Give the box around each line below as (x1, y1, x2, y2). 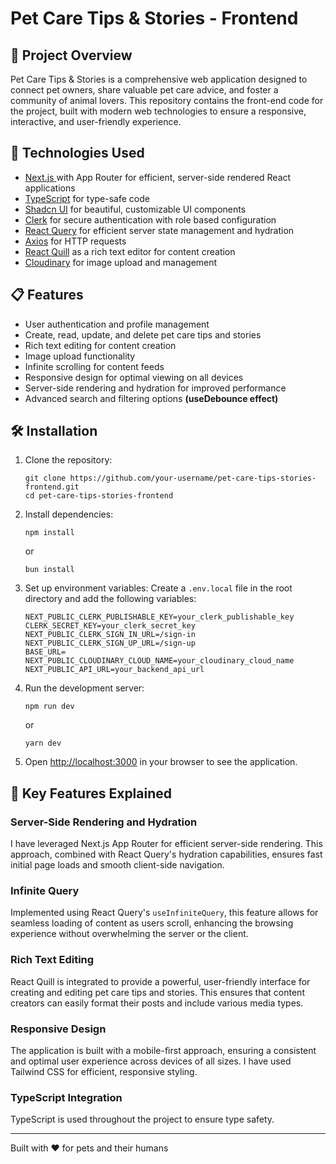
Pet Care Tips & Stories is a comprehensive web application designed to (10, 73, 308, 85)
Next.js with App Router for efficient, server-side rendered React (24, 171, 292, 183)
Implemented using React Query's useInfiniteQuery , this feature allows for (10, 907, 319, 919)
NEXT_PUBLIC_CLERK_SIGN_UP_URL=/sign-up (24, 638, 196, 649)
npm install (24, 528, 75, 538)
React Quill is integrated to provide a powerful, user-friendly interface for (10, 975, 311, 987)
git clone (24, 473, 67, 484)
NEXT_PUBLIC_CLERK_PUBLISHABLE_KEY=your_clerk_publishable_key (24, 612, 295, 622)
